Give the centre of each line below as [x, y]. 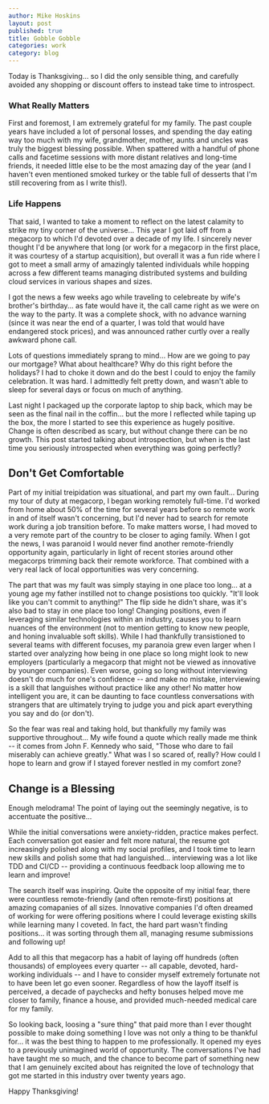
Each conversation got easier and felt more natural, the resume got [119, 841]
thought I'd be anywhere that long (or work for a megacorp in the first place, [134, 247]
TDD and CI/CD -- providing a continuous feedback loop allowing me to [126, 866]
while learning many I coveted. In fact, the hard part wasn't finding [118, 925]
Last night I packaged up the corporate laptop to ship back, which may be [130, 405]
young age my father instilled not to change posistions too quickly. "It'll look [134, 593]
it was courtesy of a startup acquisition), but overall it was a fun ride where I [134, 255]
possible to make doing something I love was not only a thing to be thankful [133, 1033]
